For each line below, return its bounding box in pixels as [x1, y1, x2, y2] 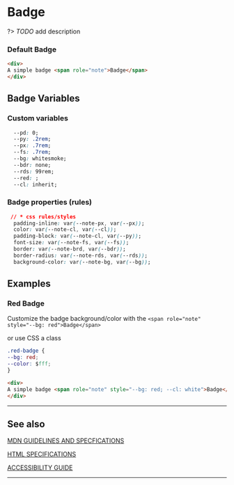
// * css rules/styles [10, 213, 77, 220]
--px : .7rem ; [13, 142, 52, 150]
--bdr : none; [13, 161, 52, 168]
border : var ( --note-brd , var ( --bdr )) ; [13, 246, 127, 253]
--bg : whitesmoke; [13, 155, 68, 162]
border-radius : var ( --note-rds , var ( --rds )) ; [13, 252, 148, 259]
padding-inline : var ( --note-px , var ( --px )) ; [13, 220, 145, 227]
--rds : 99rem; [13, 168, 54, 175]
